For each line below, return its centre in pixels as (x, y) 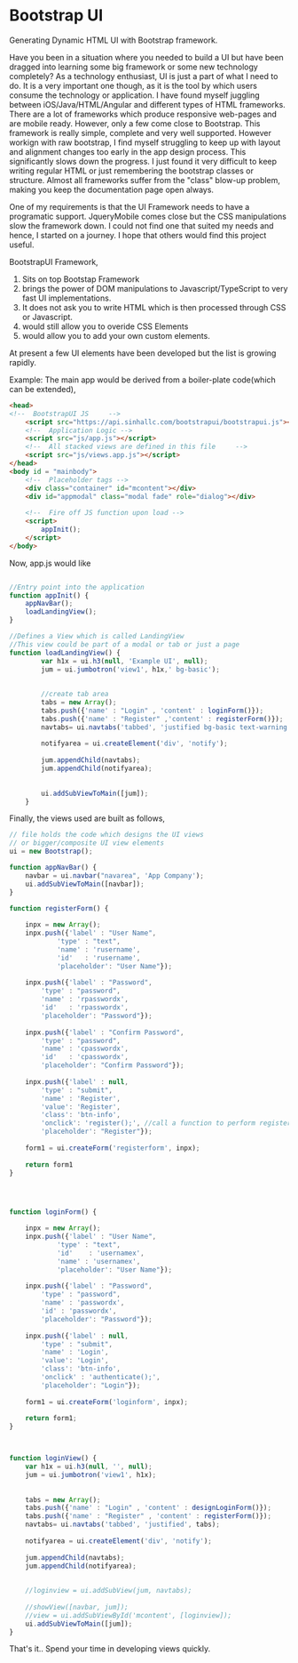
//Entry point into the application (77, 587)
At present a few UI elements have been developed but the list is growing (143, 353)
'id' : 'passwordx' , (79, 1311)
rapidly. (23, 362)
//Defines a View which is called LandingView (97, 637)
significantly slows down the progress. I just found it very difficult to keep (143, 161)
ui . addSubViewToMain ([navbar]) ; (85, 884)
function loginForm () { (53, 1212)
